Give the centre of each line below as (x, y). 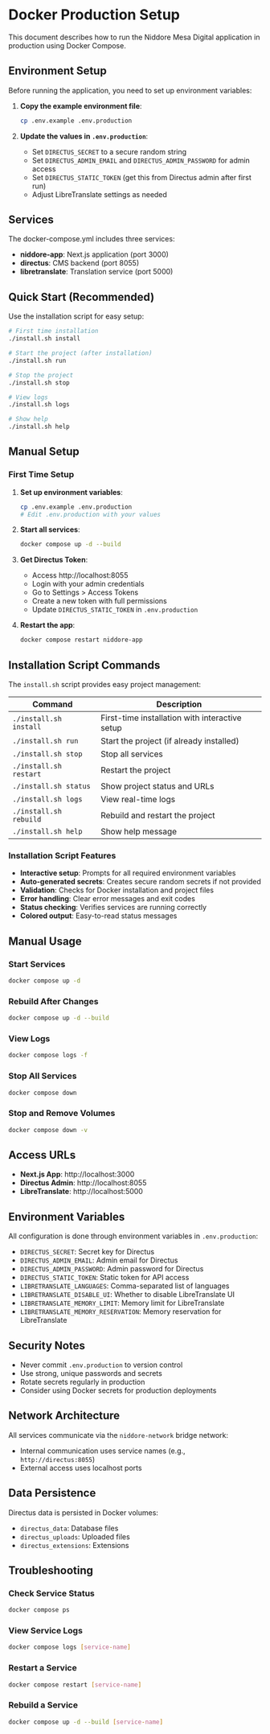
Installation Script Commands (84, 665)
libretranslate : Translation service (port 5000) (96, 272)
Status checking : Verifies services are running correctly (113, 908)
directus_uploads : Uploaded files (75, 1536)
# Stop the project (41, 375)
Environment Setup (57, 71)
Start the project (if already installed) (170, 741)
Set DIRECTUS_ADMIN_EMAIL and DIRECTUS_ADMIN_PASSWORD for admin (141, 160)
